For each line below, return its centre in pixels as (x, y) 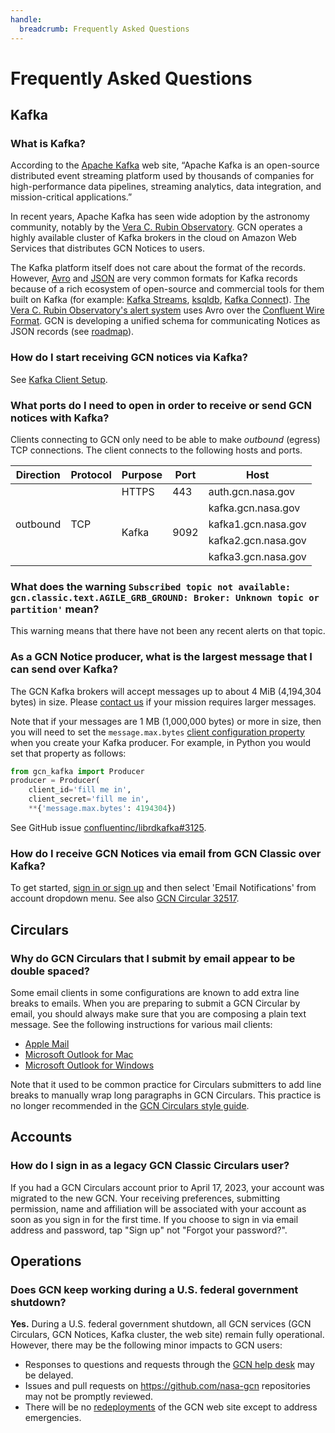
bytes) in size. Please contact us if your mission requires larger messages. (163, 702)
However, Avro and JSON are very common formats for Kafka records (154, 278)
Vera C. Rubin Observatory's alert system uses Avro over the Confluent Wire (167, 310)
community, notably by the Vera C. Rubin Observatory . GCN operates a (156, 227)
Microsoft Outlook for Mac (79, 1054)
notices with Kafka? (60, 418)
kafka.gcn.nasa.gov (254, 508)
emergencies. (53, 1418)
